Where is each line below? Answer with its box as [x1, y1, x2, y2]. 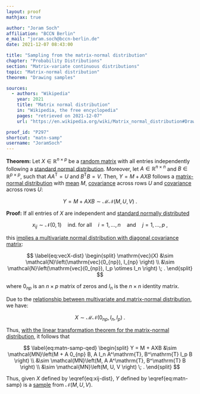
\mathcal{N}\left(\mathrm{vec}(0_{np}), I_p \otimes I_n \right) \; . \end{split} [7, 264, 193, 271]
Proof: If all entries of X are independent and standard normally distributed [6, 209, 190, 217]
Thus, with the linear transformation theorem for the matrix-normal [6, 327, 170, 334]
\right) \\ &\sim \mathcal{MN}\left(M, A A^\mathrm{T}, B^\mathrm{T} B [14, 357, 186, 364]
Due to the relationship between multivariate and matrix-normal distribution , [6, 295, 192, 302]
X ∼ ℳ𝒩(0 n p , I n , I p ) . [74, 314, 126, 322]
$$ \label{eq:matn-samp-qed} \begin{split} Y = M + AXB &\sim [23, 345, 177, 352]
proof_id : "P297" [6, 129, 49, 135]
